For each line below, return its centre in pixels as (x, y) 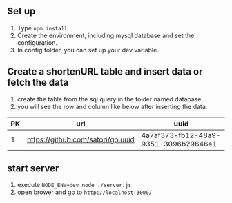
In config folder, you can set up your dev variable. (88, 50)
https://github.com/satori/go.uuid (80, 139)
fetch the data (38, 83)
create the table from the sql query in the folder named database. (110, 99)
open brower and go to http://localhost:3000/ (85, 192)
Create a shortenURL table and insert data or (105, 72)
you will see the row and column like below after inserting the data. (112, 106)
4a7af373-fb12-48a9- (181, 135)
